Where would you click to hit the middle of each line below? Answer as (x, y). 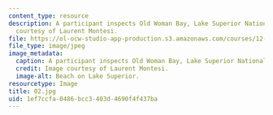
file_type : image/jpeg (47, 46)
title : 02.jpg (32, 91)
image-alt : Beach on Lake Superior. (78, 76)
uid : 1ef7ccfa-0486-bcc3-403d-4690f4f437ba (83, 99)
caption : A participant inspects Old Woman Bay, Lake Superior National (141, 62)
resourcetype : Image (43, 83)
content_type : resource (49, 16)
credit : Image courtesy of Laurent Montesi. (92, 69)
